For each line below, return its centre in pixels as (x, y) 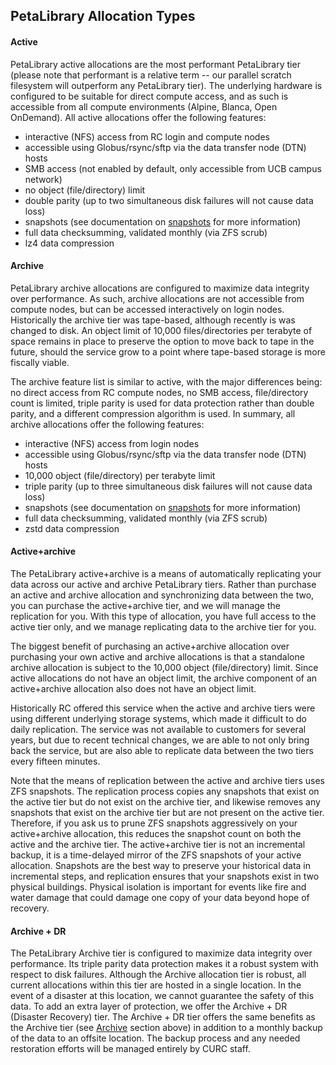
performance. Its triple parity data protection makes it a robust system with (164, 964)
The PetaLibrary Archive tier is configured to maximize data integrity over (161, 953)
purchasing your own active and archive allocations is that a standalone (157, 657)
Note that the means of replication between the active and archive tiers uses (167, 780)
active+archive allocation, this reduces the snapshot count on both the (156, 833)
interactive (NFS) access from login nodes (112, 443)
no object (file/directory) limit (85, 190)
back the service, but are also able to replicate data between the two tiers (162, 750)
